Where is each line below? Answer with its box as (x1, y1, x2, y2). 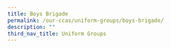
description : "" (7, 23, 56, 30)
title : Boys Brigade (7, 10, 69, 18)
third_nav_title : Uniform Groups (7, 30, 107, 37)
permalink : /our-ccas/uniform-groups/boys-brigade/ (7, 17, 164, 24)
